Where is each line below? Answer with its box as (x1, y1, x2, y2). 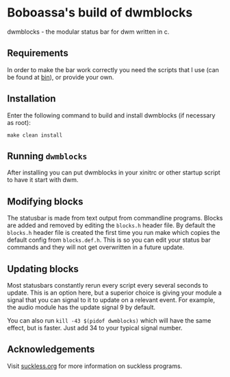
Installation (7, 93, 56, 104)
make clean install (7, 132, 63, 139)
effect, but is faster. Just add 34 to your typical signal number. (7, 324, 183, 332)
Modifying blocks (7, 196, 84, 207)
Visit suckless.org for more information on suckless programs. (7, 362, 183, 370)
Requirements (7, 47, 68, 59)
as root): (7, 118, 31, 126)
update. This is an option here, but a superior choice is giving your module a (7, 288, 222, 297)
